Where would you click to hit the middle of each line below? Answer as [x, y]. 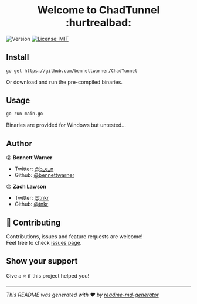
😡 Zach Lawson [26, 187]
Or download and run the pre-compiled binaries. [64, 82]
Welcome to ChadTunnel [98, 10]
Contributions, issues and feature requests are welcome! [74, 236]
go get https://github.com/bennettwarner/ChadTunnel [72, 71]
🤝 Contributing [33, 222]
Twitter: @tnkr [32, 198]
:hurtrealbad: [98, 23]
